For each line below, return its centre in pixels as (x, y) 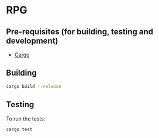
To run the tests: (26, 118)
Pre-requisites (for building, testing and (80, 32)
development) (32, 40)
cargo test (19, 129)
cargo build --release (34, 86)
